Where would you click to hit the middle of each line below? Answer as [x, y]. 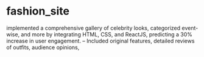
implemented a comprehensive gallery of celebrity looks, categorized [93, 28]
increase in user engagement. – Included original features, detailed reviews [100, 41]
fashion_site [38, 11]
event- [190, 28]
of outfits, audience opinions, [43, 47]
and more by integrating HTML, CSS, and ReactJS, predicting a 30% [107, 34]
